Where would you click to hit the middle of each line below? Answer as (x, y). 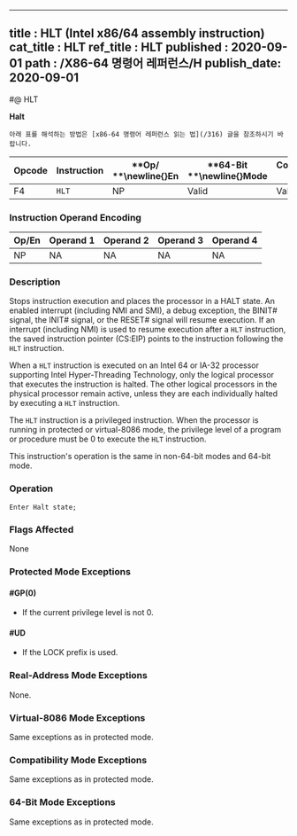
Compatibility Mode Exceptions (78, 760)
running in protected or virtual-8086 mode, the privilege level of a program (145, 430)
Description (35, 282)
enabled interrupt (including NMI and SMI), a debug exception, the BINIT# (144, 310)
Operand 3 (180, 240)
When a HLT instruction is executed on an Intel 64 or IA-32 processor (134, 365)
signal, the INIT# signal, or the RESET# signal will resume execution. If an (142, 320)
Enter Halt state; (43, 507)
